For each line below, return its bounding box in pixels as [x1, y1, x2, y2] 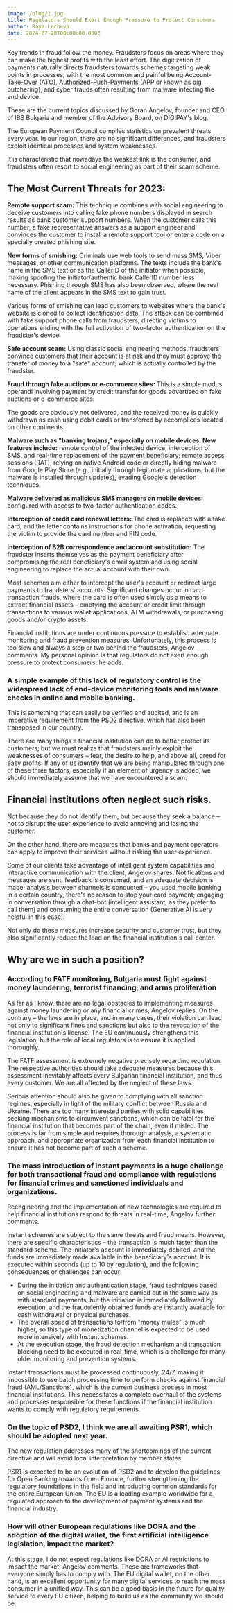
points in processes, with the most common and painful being [7, 71, 184, 79]
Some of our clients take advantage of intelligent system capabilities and [7, 861, 215, 870]
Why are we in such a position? [7, 954, 144, 965]
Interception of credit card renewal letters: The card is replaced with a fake [7, 515, 225, 524]
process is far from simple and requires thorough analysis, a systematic [7, 1128, 212, 1137]
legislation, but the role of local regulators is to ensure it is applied [7, 1035, 196, 1044]
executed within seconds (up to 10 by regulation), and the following [7, 1260, 199, 1269]
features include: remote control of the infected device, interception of [7, 444, 211, 452]
